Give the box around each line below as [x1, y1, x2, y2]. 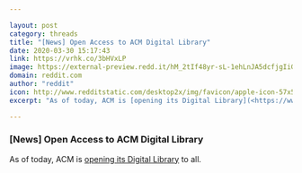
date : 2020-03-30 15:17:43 [9, 46, 111, 55]
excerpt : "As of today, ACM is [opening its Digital [9, 96, 211, 105]
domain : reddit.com [9, 71, 83, 81]
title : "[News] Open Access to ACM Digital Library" [9, 38, 211, 47]
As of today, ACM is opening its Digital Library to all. [9, 153, 202, 164]
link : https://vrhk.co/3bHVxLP [9, 55, 127, 64]
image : [9, 63, 34, 72]
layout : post [9, 21, 58, 30]
